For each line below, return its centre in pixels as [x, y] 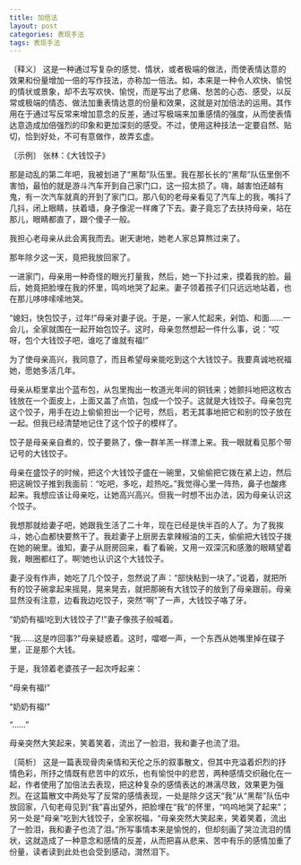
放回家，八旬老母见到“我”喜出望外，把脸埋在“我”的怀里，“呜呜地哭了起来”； [149, 807]
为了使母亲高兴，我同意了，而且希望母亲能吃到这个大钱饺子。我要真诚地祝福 [150, 359]
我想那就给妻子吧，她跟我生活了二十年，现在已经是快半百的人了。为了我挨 [146, 525]
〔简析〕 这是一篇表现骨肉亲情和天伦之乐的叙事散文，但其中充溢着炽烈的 [144, 762]
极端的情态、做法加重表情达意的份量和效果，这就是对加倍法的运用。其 [154, 103]
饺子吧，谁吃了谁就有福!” [103, 341]
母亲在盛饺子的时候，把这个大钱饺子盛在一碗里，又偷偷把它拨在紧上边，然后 [150, 472]
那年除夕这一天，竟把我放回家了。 [72, 257]
